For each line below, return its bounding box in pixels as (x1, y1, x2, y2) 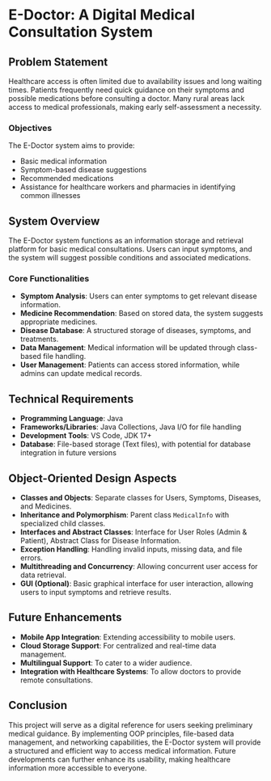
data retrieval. (19, 570, 67, 580)
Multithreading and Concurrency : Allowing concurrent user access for (19, 562, 258, 572)
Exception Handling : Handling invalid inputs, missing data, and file (19, 544, 243, 555)
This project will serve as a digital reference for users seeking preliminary (8, 720, 253, 729)
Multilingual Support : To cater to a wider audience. (19, 657, 193, 668)
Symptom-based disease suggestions (19, 165, 147, 175)
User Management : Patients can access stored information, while (19, 360, 240, 369)
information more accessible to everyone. (8, 762, 147, 773)
